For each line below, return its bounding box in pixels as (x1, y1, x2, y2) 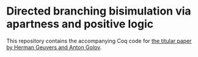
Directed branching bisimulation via (6, 4, 191, 18)
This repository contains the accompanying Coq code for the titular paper (6, 37, 192, 44)
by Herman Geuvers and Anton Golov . (6, 44, 102, 51)
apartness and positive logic (6, 17, 154, 31)
